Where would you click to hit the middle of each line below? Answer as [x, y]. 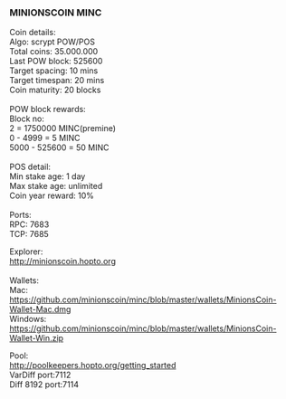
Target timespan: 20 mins [57, 81]
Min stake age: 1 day [48, 176]
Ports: [20, 215]
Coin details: [33, 33]
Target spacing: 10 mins [54, 71]
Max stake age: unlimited [56, 186]
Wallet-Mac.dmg [40, 309]
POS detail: [30, 167]
